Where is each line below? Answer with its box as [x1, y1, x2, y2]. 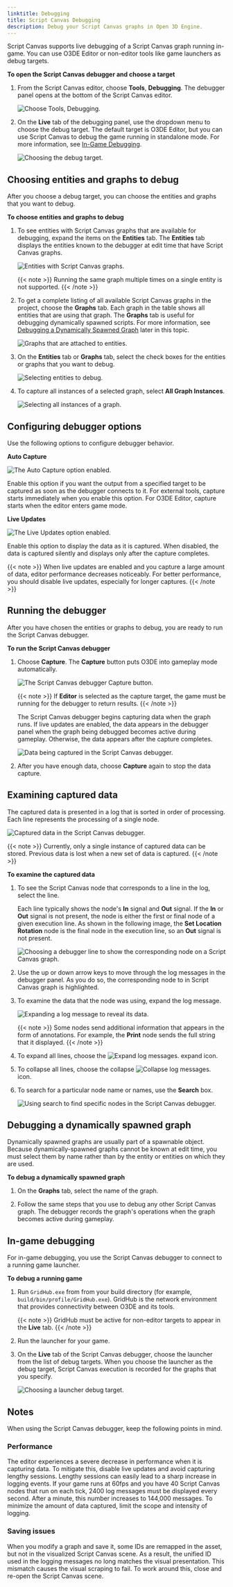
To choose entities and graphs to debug [7, 213, 124, 221]
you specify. [17, 1372, 53, 1381]
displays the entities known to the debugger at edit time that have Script [17, 241, 223, 250]
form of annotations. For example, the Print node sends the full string [17, 1030, 216, 1039]
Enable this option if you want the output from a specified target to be [7, 480, 206, 487]
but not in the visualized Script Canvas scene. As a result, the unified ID [7, 1550, 212, 1558]
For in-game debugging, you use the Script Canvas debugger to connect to [7, 1254, 223, 1262]
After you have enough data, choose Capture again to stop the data [17, 762, 212, 770]
